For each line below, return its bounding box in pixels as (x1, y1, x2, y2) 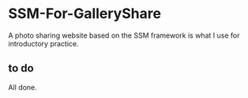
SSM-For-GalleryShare (8, 5, 162, 23)
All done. (8, 82, 37, 92)
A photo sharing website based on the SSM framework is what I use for (8, 31, 240, 40)
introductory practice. (8, 38, 79, 48)
